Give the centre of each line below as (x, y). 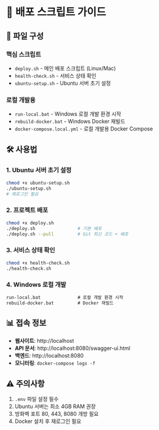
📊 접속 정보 (26, 323)
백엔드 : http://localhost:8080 (49, 356)
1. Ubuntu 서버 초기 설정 (39, 170)
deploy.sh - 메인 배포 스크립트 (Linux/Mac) (65, 68)
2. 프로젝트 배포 (27, 210)
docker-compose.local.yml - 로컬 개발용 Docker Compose (84, 129)
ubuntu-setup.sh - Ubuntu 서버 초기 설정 (63, 83)
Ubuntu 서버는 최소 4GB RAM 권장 (55, 406)
